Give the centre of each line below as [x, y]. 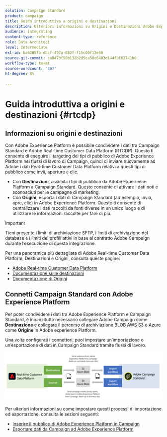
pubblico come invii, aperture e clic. [42, 172]
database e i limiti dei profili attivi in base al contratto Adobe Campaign [78, 238]
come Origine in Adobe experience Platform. [51, 330]
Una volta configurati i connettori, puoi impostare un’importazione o [75, 340]
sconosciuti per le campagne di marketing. [56, 192]
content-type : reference [31, 37]
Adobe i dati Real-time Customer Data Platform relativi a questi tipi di [75, 167]
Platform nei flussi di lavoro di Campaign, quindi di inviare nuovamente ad [80, 161]
